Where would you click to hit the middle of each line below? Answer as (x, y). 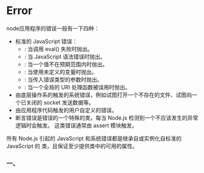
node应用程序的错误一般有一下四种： (53, 28)
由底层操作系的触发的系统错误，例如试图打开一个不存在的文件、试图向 (104, 95)
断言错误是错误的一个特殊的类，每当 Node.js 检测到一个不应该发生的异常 (107, 117)
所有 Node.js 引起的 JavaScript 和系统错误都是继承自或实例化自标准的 (94, 138)
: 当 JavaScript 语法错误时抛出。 (65, 56)
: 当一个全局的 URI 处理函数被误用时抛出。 (77, 87)
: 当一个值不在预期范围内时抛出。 (66, 64)
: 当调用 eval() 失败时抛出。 (59, 49)
